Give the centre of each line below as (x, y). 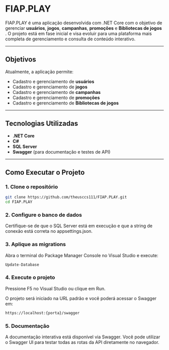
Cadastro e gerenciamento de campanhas (57, 92)
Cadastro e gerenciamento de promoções (56, 97)
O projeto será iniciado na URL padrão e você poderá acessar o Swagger (81, 298)
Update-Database (22, 265)
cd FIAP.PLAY (19, 202)
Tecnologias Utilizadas (42, 123)
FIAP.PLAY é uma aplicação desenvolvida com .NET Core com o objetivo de (84, 23)
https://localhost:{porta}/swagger (43, 313)
